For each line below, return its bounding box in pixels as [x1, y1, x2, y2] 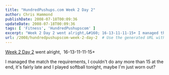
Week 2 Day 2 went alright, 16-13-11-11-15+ [5, 48, 96, 55]
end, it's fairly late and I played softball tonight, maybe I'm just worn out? [5, 63, 156, 70]
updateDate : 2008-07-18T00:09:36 [5, 21, 75, 26]
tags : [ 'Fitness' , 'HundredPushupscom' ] [5, 26, 96, 31]
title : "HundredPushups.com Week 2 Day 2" [5, 7, 96, 12]
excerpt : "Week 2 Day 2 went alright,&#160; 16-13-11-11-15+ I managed [5, 30, 158, 35]
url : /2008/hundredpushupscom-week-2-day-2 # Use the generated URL [5, 35, 154, 40]
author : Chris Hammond [5, 12, 53, 17]
